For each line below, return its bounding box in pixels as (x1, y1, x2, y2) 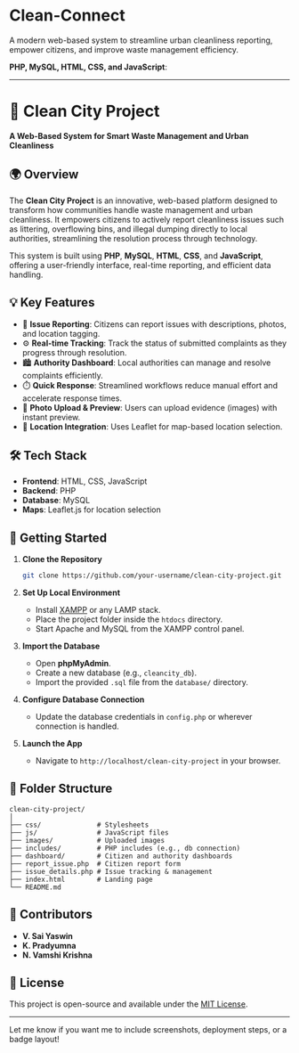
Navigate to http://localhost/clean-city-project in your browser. (35, 755, 281, 766)
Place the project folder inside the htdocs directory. (35, 614, 223, 624)
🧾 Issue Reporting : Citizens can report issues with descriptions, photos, (21, 318, 287, 330)
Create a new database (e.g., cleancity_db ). (35, 667, 198, 678)
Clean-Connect (9, 5, 126, 26)
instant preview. (21, 412, 81, 422)
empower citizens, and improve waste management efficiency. (9, 44, 238, 54)
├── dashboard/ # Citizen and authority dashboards (9, 852, 233, 861)
